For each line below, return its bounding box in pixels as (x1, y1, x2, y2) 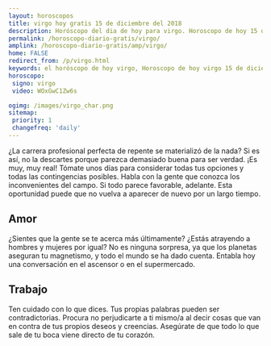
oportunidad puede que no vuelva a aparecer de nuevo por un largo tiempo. (8, 189, 261, 198)
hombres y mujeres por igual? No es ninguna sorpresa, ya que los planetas (8, 242, 257, 252)
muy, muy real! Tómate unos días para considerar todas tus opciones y (8, 163, 244, 173)
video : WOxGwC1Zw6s (11, 86, 78, 95)
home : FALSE (8, 49, 48, 57)
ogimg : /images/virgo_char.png (8, 102, 114, 110)
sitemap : (8, 109, 38, 117)
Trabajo (8, 283, 48, 297)
